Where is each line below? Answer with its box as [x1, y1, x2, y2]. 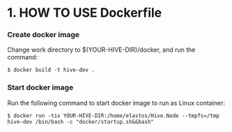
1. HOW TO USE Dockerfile [7, 5, 162, 21]
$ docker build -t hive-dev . [7, 66, 95, 74]
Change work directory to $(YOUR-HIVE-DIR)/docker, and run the [7, 45, 196, 54]
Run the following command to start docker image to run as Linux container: [7, 98, 225, 107]
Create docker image [7, 30, 80, 40]
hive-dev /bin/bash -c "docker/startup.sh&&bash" [7, 118, 155, 125]
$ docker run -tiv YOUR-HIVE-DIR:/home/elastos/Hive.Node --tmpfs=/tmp [7, 112, 219, 119]
